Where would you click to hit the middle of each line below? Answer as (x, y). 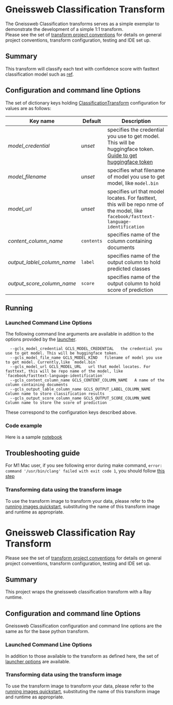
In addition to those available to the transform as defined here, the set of (82, 656)
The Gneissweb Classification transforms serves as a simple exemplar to (82, 24)
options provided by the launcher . (41, 339)
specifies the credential (136, 130)
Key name (42, 121)
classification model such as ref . (39, 74)
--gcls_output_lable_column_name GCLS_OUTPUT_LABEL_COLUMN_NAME (80, 390)
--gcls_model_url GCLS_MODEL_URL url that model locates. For (80, 367)
